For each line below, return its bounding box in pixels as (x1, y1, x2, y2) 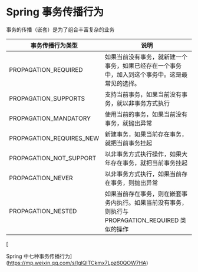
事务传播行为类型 (30, 41, 78, 49)
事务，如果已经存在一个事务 (105, 61, 182, 69)
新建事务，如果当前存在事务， (105, 130, 188, 138)
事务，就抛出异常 (105, 119, 153, 127)
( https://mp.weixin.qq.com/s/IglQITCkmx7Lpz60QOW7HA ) (6, 259, 148, 266)
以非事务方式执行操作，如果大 (105, 150, 188, 158)
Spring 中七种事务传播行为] (6, 253, 72, 260)
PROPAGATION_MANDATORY (9, 114, 91, 122)
